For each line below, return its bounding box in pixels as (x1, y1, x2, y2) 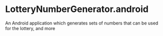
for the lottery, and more (5, 25, 55, 31)
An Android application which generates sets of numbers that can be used (5, 20, 158, 26)
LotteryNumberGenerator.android (5, 3, 149, 15)
